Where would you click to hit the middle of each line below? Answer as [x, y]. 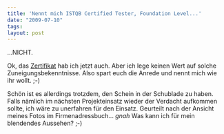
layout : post [26, 33]
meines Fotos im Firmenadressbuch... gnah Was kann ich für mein [101, 116]
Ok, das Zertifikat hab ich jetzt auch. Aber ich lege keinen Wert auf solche [112, 66]
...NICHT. [20, 52]
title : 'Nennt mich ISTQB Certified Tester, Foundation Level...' [104, 13]
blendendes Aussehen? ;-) [45, 123]
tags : [15, 26]
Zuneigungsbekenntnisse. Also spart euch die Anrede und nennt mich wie [112, 73]
